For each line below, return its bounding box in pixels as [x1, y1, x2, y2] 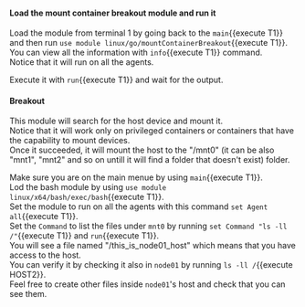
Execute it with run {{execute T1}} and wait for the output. [9, 74, 224, 86]
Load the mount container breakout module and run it [9, 7, 216, 18]
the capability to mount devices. [9, 135, 131, 146]
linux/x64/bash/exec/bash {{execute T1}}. [9, 192, 164, 203]
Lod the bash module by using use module [9, 182, 167, 193]
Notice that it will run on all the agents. [9, 57, 154, 68]
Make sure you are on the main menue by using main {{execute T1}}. [9, 172, 263, 183]
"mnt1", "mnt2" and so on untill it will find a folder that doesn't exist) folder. [9, 154, 290, 165]
